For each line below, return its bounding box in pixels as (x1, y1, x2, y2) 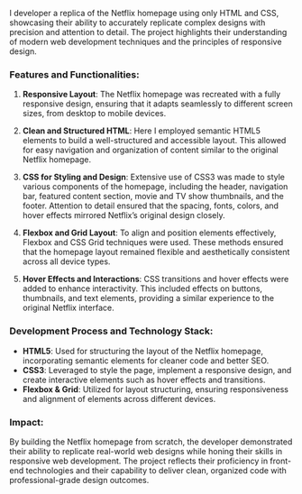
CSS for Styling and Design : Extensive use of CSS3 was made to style (22, 171, 286, 183)
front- (270, 455, 291, 466)
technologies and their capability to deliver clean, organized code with (25, 464, 287, 476)
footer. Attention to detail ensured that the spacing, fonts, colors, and (22, 200, 279, 211)
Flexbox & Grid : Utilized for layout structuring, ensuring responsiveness (22, 383, 288, 395)
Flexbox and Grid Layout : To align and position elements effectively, (22, 227, 277, 238)
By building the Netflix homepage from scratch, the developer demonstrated (9, 436, 293, 447)
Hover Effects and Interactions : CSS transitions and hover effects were (22, 274, 289, 285)
